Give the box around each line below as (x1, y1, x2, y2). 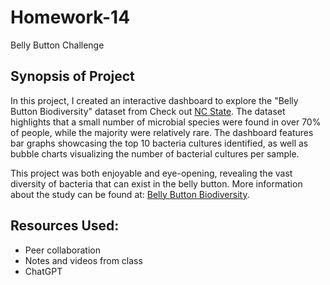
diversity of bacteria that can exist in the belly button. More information (10, 177, 303, 190)
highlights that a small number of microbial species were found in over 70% (10, 116, 322, 128)
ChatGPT (24, 265, 63, 277)
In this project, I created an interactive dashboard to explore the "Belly (10, 94, 299, 106)
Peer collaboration (24, 244, 101, 256)
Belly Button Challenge (10, 39, 105, 51)
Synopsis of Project (10, 68, 135, 85)
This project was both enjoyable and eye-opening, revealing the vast (10, 167, 293, 179)
